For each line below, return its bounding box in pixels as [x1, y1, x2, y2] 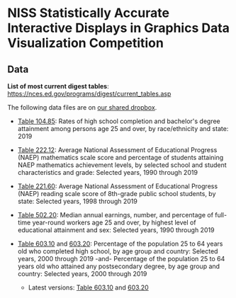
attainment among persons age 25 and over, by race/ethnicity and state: [17, 125, 229, 132]
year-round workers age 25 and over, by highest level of [32, 218, 196, 227]
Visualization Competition [7, 35, 164, 51]
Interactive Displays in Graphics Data [7, 20, 230, 36]
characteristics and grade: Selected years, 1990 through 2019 [17, 168, 198, 176]
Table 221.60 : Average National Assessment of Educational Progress [17, 182, 218, 190]
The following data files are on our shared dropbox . [7, 103, 157, 111]
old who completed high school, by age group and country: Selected [17, 247, 218, 256]
